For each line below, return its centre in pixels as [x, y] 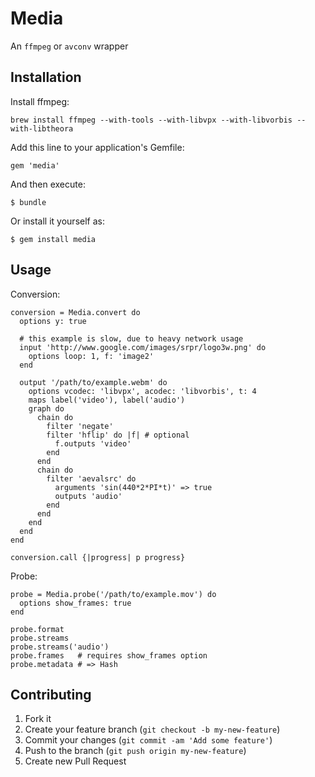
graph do [46, 408]
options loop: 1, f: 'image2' [91, 356]
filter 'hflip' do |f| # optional [118, 435]
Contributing [51, 694]
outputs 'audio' [88, 496]
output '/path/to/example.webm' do [93, 382]
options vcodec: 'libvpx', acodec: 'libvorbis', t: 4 [142, 391]
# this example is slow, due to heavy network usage [131, 338]
